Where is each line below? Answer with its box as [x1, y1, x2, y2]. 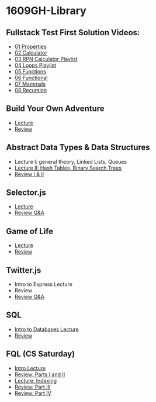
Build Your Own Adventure [6, 104, 105, 114]
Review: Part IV [14, 389, 51, 397]
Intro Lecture [14, 364, 46, 371]
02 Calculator [14, 49, 48, 56]
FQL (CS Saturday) [6, 349, 75, 359]
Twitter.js [6, 265, 41, 275]
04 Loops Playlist [14, 62, 57, 69]
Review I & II [14, 170, 44, 177]
